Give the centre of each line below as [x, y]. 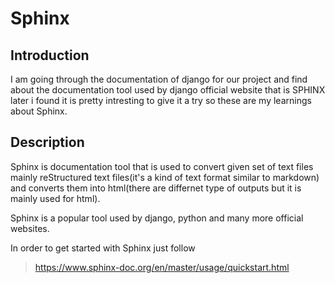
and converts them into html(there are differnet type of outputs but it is [156, 188]
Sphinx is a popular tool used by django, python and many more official [157, 218]
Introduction [50, 55]
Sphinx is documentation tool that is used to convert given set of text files [162, 166]
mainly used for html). [55, 198]
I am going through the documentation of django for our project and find [159, 79]
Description [47, 142]
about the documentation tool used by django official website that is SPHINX [168, 90]
